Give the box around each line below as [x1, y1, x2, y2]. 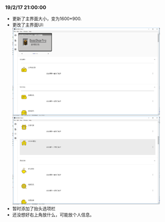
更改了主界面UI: [12, 22, 44, 28]
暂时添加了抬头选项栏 [12, 205, 55, 211]
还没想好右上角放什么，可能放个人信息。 [12, 212, 94, 218]
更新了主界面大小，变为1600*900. [12, 16, 82, 22]
